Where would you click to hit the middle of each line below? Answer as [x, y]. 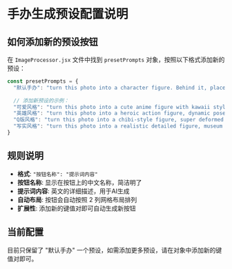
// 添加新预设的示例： [41, 101]
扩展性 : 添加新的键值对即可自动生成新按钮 [76, 208]
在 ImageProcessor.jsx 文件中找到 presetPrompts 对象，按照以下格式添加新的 [116, 60]
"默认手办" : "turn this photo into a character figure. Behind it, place [119, 88]
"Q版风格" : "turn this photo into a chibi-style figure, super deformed [119, 120]
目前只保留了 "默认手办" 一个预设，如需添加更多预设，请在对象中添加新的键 [115, 250]
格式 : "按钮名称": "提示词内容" [57, 174]
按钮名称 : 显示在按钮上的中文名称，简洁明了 [79, 182]
